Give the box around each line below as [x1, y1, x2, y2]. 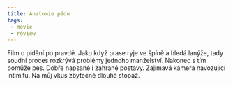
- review [10, 29, 36, 37]
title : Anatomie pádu [7, 10, 70, 17]
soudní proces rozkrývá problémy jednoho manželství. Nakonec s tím [7, 57, 206, 65]
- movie [10, 23, 33, 30]
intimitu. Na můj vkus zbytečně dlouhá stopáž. [7, 71, 140, 80]
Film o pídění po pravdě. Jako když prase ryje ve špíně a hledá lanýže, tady [7, 49, 224, 57]
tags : [7, 17, 23, 24]
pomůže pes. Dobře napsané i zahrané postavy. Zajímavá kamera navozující [7, 64, 226, 72]
